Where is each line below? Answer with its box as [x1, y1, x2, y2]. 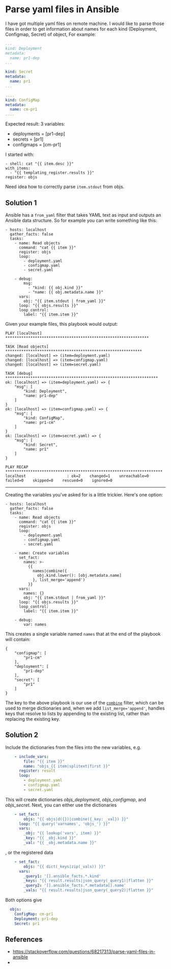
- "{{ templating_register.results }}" [10, 170, 95, 175]
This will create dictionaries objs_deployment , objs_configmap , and [5, 796, 147, 802]
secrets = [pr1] [12, 136, 44, 142]
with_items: [5, 166, 31, 171]
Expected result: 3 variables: [5, 121, 65, 127]
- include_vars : [14, 754, 49, 759]
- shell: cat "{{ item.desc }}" [5, 162, 74, 167]
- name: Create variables [14, 551, 70, 556]
